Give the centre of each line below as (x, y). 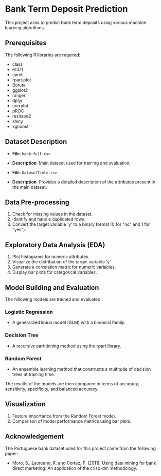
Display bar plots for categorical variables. (54, 272)
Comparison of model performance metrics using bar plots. (72, 421)
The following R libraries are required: (43, 55)
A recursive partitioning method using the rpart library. (67, 346)
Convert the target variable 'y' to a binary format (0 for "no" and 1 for (81, 224)
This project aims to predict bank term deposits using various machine (76, 22)
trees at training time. (33, 374)
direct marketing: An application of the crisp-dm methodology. (75, 468)
